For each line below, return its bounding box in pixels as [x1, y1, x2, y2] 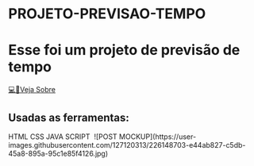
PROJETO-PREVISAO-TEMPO [8, 5, 206, 23]
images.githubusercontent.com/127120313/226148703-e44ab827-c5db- [8, 140, 246, 149]
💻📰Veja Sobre [8, 85, 56, 95]
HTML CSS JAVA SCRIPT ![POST [8, 132, 117, 141]
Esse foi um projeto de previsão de [8, 41, 241, 60]
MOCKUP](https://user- [118, 132, 197, 141]
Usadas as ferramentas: [8, 110, 129, 124]
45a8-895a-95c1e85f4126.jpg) [8, 149, 109, 158]
